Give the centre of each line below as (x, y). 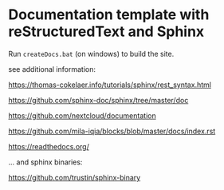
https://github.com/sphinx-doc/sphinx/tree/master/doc (98, 100)
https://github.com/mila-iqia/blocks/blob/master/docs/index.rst (112, 131)
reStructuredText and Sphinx (106, 32)
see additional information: (52, 69)
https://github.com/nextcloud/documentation (83, 115)
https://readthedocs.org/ (49, 146)
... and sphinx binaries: (45, 162)
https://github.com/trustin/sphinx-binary (75, 177)
